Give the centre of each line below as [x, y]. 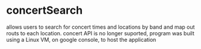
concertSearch [45, 10]
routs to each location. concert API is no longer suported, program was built [100, 33]
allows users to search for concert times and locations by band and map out [100, 27]
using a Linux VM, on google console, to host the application [81, 39]
